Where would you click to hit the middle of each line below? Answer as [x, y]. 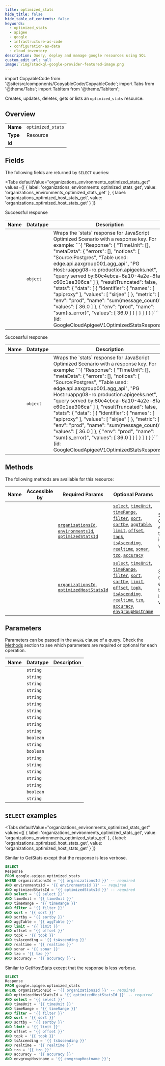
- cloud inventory [28, 51]
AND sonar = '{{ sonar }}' [33, 949]
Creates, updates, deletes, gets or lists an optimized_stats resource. [74, 98]
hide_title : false [24, 14]
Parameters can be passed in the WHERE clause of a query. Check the [74, 640]
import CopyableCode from [33, 79]
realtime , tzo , [129, 599]
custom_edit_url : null [28, 60]
